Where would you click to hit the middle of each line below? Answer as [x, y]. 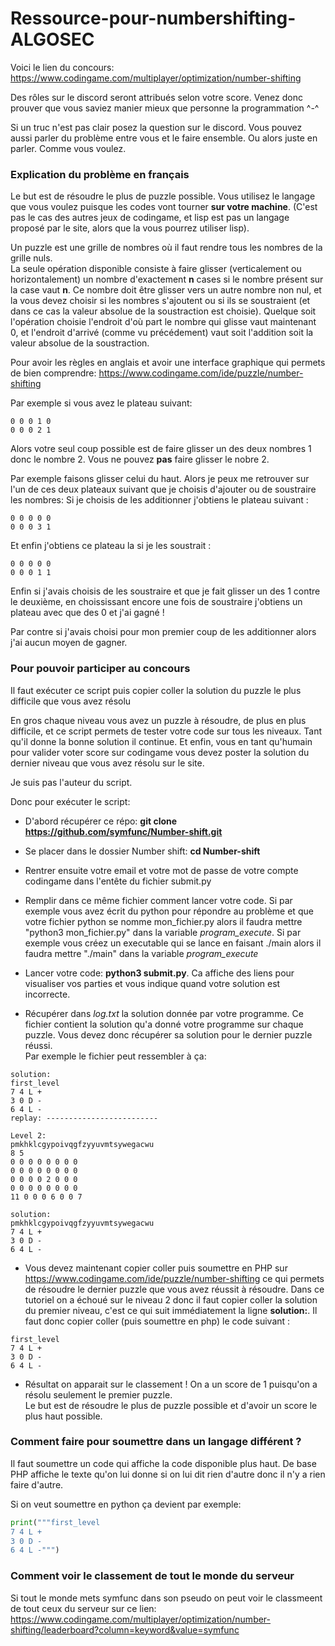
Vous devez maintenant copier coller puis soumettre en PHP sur [156, 1268]
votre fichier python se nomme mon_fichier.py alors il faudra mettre [163, 921]
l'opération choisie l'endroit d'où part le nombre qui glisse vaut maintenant [163, 322]
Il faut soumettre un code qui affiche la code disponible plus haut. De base [163, 1463]
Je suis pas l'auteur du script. [71, 782]
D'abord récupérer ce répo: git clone [101, 821]
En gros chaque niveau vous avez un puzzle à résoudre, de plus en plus [158, 720]
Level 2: [28, 1135]
